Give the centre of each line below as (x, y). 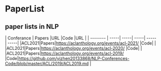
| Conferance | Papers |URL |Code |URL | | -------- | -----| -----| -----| (75, 38)
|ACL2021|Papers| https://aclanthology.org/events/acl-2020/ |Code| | (73, 48)
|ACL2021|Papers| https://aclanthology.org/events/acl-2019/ (65, 53)
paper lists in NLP (32, 27)
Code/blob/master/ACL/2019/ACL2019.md (47, 64)
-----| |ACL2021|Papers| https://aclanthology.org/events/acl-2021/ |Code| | (82, 43)
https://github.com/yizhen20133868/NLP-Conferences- (74, 58)
